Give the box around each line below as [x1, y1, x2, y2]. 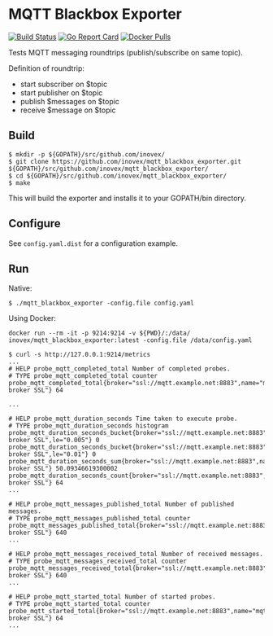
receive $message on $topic [19, 105, 116, 115]
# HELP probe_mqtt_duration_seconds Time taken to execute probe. [8, 414, 238, 423]
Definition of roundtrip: [8, 63, 85, 73]
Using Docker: [8, 314, 57, 323]
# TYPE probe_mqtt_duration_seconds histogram [8, 422, 169, 430]
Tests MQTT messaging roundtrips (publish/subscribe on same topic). [8, 47, 244, 57]
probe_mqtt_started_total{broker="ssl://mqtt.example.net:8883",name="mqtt [8, 607, 271, 616]
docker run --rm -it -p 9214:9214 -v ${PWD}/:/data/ [8, 329, 191, 338]
